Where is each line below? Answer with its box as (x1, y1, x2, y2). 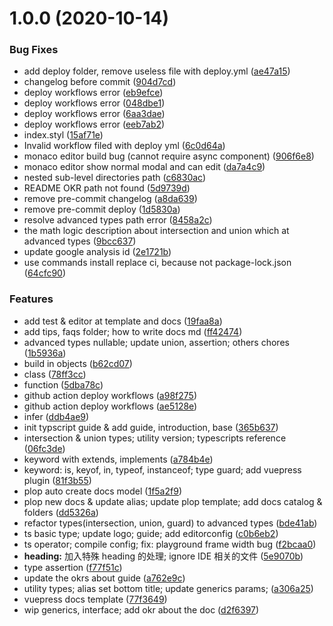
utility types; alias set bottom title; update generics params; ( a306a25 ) (23, 582, 314, 594)
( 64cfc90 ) (23, 267, 67, 279)
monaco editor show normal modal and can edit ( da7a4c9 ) (23, 161, 266, 173)
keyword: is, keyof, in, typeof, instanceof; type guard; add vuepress (23, 463, 302, 476)
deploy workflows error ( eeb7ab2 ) (23, 118, 166, 131)
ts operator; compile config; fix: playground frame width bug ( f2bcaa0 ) (23, 538, 317, 550)
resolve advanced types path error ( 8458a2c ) (23, 214, 213, 226)
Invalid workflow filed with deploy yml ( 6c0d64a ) (23, 140, 226, 152)
